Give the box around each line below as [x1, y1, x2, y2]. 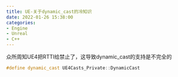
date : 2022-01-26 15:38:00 [6, 14, 73, 20]
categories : [6, 20, 36, 25]
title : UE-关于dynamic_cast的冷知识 [6, 8, 92, 15]
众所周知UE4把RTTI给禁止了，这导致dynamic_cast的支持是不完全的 [6, 53, 172, 60]
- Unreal [6, 31, 28, 37]
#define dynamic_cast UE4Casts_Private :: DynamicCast [6, 65, 140, 71]
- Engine [6, 25, 28, 31]
